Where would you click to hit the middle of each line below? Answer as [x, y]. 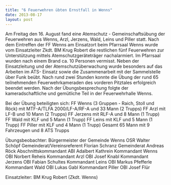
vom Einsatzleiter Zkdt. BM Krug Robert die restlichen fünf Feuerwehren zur [85, 50]
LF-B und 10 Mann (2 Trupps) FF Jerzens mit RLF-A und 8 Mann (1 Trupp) [82, 114]
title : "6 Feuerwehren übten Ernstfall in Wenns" [59, 10]
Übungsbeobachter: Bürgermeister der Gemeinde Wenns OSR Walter [78, 140]
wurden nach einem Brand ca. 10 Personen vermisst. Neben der [72, 61]
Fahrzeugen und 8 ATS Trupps [37, 130]
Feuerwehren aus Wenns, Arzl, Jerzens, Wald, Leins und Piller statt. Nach [82, 39]
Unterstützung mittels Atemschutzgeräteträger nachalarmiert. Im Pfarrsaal [83, 56]
